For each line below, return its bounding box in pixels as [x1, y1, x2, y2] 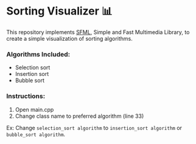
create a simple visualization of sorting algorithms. [6, 35, 133, 42]
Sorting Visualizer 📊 [6, 4, 113, 18]
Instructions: [6, 92, 46, 100]
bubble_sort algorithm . [6, 131, 66, 138]
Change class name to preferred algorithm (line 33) [15, 112, 144, 120]
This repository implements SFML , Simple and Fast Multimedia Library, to [6, 28, 190, 36]
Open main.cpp [15, 106, 54, 113]
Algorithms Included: [6, 50, 71, 58]
